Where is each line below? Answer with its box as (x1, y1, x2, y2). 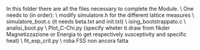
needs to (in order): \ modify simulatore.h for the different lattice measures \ (6, 11, 195, 19)
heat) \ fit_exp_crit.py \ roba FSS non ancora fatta (6, 37, 129, 44)
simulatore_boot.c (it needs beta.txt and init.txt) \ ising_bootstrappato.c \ (6, 18, 186, 25)
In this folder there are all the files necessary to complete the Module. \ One (6, 5, 194, 12)
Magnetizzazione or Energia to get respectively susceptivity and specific (6, 31, 187, 38)
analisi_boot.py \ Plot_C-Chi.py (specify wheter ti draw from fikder (6, 24, 170, 31)
